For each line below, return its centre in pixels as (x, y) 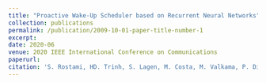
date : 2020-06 (32, 45)
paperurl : (25, 60)
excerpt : (23, 38)
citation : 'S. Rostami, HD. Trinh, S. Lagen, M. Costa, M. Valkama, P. (129, 67)
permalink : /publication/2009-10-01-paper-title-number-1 (106, 30)
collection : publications (51, 23)
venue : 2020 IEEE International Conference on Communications (113, 52)
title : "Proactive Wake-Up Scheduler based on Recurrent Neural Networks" (134, 15)
